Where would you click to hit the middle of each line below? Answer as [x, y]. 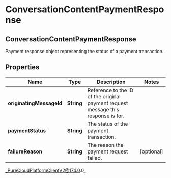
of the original [104, 96]
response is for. [106, 116]
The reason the [105, 145]
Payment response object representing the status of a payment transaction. [84, 51]
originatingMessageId [35, 103]
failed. [95, 158]
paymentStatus [27, 130]
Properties [22, 67]
